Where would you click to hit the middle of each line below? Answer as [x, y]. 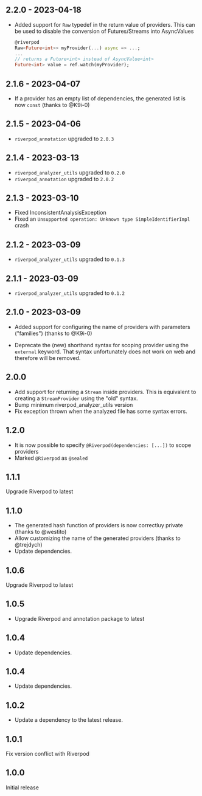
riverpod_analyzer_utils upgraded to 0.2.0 [70, 172]
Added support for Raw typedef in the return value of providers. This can [105, 24]
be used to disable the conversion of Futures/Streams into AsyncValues [104, 31]
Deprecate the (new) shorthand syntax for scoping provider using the [102, 345]
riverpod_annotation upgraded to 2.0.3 [64, 139]
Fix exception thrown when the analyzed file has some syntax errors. [101, 411]
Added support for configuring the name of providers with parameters [102, 327]
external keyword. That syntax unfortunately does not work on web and [105, 351]
